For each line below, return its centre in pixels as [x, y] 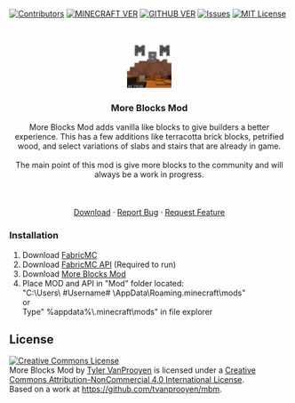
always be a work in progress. [149, 174]
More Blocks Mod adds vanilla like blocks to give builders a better [149, 127]
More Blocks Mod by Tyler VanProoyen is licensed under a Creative [132, 370]
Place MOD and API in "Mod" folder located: [103, 283]
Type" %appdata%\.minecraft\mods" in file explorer [117, 311]
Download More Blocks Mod [74, 274]
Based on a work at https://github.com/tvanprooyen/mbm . [116, 389]
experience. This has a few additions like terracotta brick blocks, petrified [149, 137]
